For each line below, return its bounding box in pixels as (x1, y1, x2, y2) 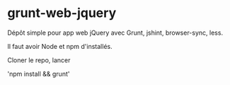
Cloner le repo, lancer (7, 55, 71, 64)
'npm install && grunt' (7, 69, 70, 78)
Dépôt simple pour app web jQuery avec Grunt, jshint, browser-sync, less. (7, 28, 224, 37)
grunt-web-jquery (7, 5, 117, 21)
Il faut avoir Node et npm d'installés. (7, 42, 113, 50)
